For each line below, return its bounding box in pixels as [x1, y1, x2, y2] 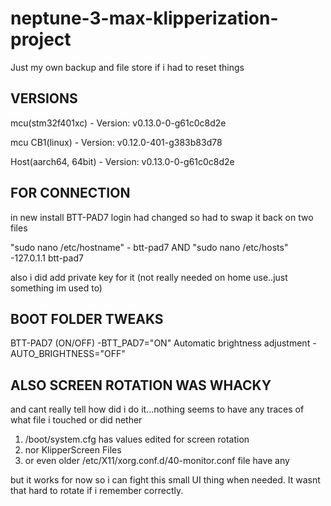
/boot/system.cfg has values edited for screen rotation [24, 433, 250, 446]
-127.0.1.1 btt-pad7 [10, 252, 84, 264]
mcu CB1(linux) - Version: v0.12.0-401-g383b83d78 [10, 136, 223, 148]
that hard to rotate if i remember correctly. [10, 485, 184, 497]
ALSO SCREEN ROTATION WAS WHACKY [10, 377, 272, 394]
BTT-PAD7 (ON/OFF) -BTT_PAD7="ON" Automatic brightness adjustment [10, 337, 311, 349]
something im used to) [10, 282, 103, 294]
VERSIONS [10, 90, 78, 107]
